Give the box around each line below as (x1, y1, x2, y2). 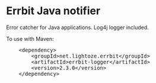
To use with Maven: (6, 35, 55, 42)
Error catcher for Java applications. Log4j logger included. (6, 24, 149, 31)
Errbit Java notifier (6, 4, 101, 18)
